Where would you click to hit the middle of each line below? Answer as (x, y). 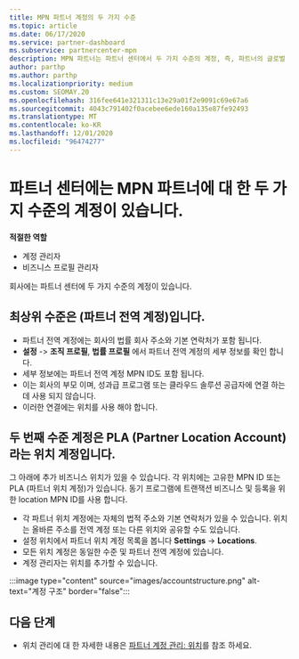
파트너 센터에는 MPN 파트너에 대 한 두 (139, 188)
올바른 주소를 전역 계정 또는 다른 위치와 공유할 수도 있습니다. (136, 530)
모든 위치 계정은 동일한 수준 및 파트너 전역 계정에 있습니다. (123, 552)
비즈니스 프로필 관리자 (61, 267)
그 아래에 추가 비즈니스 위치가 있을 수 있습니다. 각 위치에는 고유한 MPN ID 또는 (145, 477)
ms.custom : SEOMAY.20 (49, 92)
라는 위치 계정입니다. (62, 454)
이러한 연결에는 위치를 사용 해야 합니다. (90, 407)
